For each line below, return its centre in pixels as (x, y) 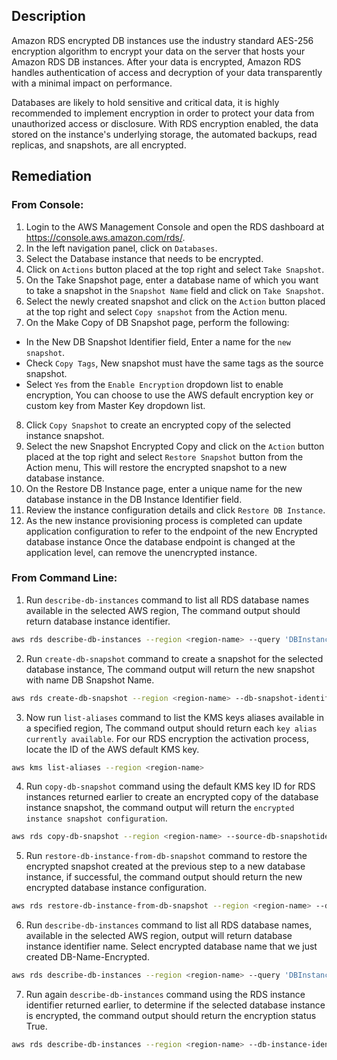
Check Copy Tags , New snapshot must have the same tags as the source (174, 363)
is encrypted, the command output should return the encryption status (171, 1016)
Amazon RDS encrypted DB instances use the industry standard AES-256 (162, 40)
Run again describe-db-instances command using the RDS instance (165, 995)
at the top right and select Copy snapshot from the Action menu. (156, 311)
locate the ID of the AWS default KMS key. (112, 749)
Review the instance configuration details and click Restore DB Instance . (175, 510)
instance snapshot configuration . (96, 818)
